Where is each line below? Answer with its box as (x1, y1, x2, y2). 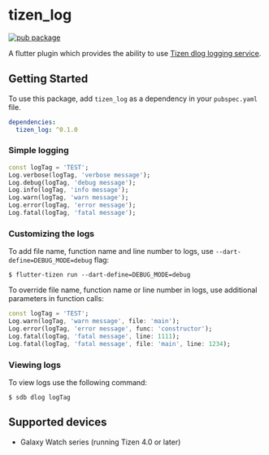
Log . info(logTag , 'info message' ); (8, 186, 129, 195)
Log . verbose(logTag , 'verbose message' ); (8, 171, 151, 179)
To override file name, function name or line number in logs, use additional (8, 285, 258, 295)
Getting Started (8, 72, 89, 86)
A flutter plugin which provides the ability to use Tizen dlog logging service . (8, 48, 262, 58)
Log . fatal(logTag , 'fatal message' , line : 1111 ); (8, 332, 180, 340)
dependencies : (8, 118, 57, 126)
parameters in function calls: (8, 294, 104, 304)
